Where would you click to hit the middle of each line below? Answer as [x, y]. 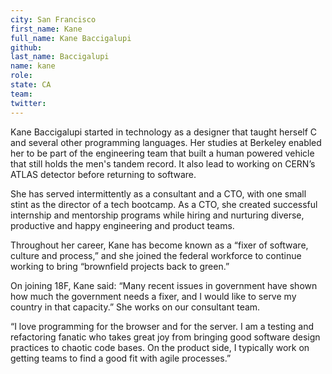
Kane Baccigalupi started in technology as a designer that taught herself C [164, 132]
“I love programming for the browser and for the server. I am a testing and [162, 326]
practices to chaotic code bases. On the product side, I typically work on [160, 347]
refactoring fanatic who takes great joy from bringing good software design [165, 337]
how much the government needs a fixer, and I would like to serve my [153, 296]
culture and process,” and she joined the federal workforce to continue [156, 255]
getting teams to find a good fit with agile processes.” [121, 358]
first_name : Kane [46, 29]
